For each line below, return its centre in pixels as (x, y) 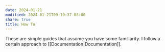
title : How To (20, 24)
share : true (18, 19)
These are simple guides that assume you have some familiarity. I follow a (83, 39)
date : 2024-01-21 (24, 10)
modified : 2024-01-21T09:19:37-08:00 (45, 15)
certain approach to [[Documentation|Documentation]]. (63, 44)
